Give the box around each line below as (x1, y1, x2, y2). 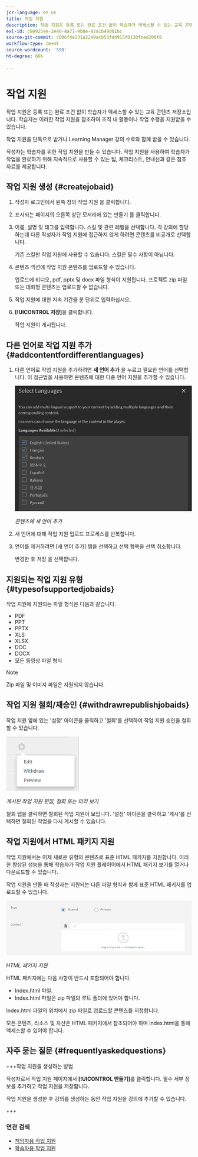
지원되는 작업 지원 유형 (6, 574, 84, 585)
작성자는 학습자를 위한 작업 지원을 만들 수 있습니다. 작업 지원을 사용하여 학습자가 (6, 148, 190, 155)
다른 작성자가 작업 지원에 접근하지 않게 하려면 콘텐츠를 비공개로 (30, 231, 176, 238)
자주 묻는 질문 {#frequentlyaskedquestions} (6, 1046, 167, 1056)
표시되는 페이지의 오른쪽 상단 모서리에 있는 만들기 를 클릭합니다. (14, 211, 161, 218)
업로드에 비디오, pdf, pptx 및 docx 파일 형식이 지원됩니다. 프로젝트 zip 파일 (14, 276, 187, 283)
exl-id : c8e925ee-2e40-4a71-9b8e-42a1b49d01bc (6, 28, 123, 34)
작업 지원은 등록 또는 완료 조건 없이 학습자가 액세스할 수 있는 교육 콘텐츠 (6, 108, 171, 115)
